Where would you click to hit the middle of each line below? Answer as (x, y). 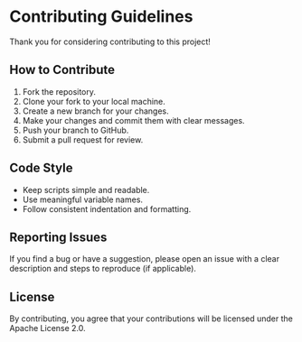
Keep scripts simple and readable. (86, 189)
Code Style (41, 168)
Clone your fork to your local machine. (94, 101)
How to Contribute (62, 70)
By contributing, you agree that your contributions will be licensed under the (151, 319)
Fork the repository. (59, 91)
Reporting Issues (58, 237)
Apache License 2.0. (47, 328)
